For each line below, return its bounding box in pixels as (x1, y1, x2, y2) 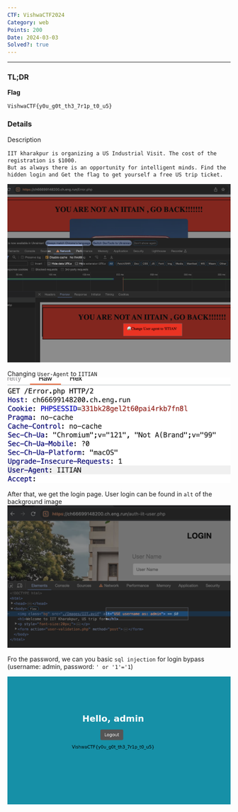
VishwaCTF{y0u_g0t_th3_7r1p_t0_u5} (7, 103, 113, 110)
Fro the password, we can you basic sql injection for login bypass (7, 655, 205, 663)
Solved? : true (7, 41, 50, 49)
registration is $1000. (7, 156, 78, 164)
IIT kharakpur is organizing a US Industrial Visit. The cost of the (7, 149, 217, 157)
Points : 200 (7, 26, 42, 33)
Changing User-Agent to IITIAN (7, 370, 98, 378)
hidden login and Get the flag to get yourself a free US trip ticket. (7, 171, 223, 178)
